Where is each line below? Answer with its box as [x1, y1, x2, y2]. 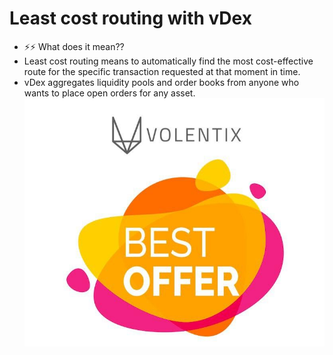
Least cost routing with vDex [9, 7, 252, 30]
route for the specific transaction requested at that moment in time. [23, 65, 301, 77]
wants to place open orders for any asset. [23, 87, 196, 99]
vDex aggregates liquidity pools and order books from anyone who [23, 76, 300, 88]
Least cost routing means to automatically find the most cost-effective [23, 55, 314, 67]
